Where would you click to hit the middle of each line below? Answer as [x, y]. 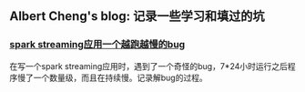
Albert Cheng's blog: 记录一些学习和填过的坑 [137, 16]
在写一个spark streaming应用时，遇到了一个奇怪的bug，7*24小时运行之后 [149, 66]
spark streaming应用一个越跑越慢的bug [97, 45]
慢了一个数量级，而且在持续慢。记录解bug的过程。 [112, 77]
